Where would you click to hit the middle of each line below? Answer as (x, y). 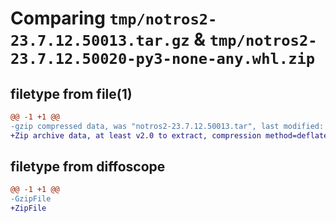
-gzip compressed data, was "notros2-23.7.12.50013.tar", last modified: (167, 126)
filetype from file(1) (71, 93)
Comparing (58, 18)
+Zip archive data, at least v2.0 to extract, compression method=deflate (169, 135)
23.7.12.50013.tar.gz (100, 41)
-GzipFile (31, 199)
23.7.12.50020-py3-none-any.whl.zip (163, 59)
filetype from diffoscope (88, 167)
